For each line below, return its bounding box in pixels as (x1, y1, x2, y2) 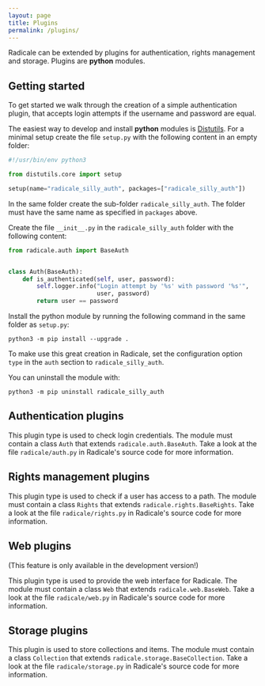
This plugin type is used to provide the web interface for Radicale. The (8, 575, 237, 586)
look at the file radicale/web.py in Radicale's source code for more (8, 593, 225, 602)
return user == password (36, 298, 119, 305)
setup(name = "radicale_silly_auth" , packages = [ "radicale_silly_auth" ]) (8, 184, 246, 192)
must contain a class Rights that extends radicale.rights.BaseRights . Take (8, 499, 255, 509)
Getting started (8, 79, 85, 93)
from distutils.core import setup (8, 171, 123, 179)
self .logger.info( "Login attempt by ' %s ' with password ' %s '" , (36, 282, 249, 290)
